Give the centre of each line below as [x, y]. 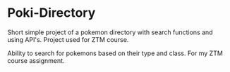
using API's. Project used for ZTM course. [68, 39]
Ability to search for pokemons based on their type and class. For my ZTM [115, 53]
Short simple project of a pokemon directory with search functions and [110, 32]
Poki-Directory [52, 13]
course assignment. [36, 60]
